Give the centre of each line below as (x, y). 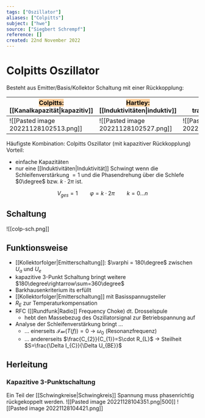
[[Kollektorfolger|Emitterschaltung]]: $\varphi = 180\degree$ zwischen (104, 263)
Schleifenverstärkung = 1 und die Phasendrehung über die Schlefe (99, 174)
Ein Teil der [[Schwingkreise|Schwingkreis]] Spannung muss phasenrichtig (100, 395)
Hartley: (138, 103)
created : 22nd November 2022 (43, 40)
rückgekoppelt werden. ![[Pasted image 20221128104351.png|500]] (91, 402)
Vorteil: (15, 150)
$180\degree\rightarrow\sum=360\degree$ (70, 284)
